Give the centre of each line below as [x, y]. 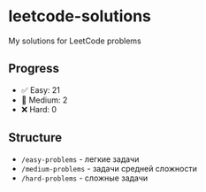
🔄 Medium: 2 [44, 100]
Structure [35, 138]
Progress [34, 69]
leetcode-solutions [80, 16]
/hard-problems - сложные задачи [84, 178]
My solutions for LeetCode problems [75, 41]
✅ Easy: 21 [41, 89]
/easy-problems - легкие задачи [80, 159]
